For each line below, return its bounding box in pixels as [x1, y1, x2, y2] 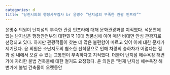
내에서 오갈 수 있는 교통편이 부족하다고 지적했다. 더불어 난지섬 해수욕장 [16, 51, 156, 58]
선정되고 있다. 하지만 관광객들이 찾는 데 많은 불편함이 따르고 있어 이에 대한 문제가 [5, 39, 165, 45]
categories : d [5, 7, 36, 13]
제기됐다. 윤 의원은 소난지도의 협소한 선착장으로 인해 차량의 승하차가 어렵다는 [5, 45, 157, 51]
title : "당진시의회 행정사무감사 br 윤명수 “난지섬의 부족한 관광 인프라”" [5, 12, 141, 17]
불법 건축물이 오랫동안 [18, 64, 62, 70]
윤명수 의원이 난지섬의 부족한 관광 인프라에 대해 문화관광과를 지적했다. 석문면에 [5, 26, 161, 33]
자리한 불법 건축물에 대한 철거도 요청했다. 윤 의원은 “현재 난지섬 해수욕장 [14, 58, 157, 64]
